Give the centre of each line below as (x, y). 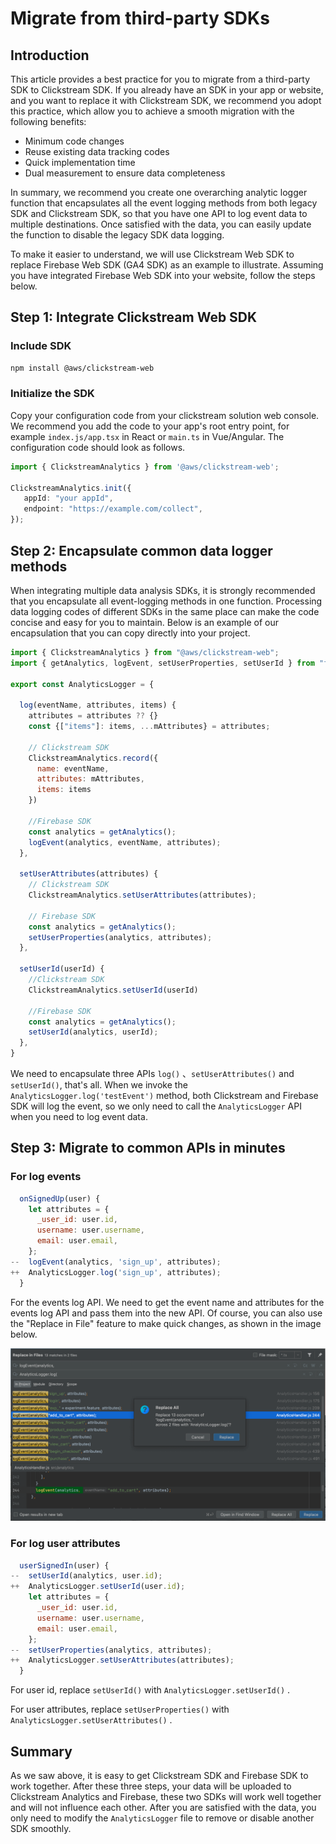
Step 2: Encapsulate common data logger (141, 550)
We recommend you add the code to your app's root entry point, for (150, 426)
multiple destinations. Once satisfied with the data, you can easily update (161, 224)
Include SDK (41, 346)
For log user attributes (65, 1544)
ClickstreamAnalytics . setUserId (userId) (113, 990)
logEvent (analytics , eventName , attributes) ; (125, 842)
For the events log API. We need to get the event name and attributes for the (167, 1302)
